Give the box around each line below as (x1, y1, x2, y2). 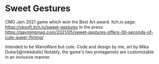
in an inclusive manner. (5, 54, 51, 60)
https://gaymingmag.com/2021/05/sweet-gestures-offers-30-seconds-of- (5, 29, 154, 35)
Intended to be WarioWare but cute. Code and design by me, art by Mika (5, 44, 149, 49)
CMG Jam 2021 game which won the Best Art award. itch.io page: (5, 19, 136, 25)
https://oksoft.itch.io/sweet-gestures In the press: (5, 24, 104, 30)
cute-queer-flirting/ (5, 34, 43, 40)
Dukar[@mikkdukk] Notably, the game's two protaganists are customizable (5, 49, 154, 55)
